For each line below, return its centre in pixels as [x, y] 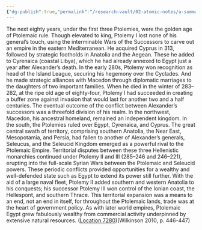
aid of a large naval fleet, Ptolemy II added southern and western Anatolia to [100, 182]
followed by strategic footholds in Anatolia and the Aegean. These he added [100, 54]
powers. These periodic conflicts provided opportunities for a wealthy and [98, 169]
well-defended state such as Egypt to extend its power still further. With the [100, 175]
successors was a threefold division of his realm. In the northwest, [88, 112]
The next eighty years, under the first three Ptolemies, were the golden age [99, 29]
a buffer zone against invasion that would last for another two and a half [95, 99]
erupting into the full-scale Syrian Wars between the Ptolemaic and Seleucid [101, 163]
